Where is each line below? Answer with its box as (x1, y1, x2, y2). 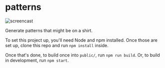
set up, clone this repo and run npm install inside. (5, 42, 109, 48)
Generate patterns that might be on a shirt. (5, 27, 93, 33)
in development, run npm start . (5, 57, 69, 63)
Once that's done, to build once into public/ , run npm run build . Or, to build (5, 52, 161, 58)
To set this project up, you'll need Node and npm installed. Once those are (5, 37, 158, 43)
